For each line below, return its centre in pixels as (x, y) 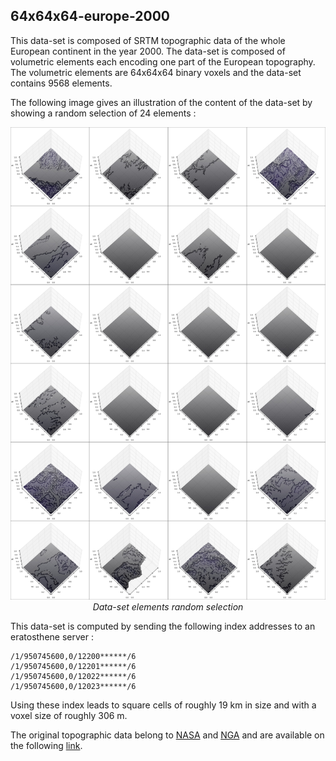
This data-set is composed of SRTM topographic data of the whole (148, 40)
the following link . (46, 745)
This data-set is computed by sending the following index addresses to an (163, 626)
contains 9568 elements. (61, 83)
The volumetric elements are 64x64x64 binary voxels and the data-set (156, 72)
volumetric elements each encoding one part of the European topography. (163, 61)
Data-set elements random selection (168, 606)
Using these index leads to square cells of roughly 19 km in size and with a (163, 705)
